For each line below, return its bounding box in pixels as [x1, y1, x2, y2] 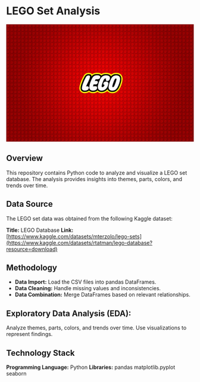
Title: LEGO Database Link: [6, 226, 74, 234]
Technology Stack [6, 347, 75, 358]
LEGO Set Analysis [6, 4, 101, 18]
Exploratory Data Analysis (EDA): [6, 308, 132, 318]
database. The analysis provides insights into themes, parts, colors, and [6, 175, 183, 182]
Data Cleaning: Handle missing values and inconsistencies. [14, 285, 161, 292]
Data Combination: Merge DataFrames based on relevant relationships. [14, 291, 190, 299]
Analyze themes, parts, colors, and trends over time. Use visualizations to [6, 324, 187, 331]
